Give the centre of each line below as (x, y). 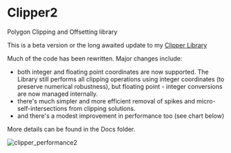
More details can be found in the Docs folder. (71, 129)
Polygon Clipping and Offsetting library (62, 32)
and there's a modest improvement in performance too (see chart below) (121, 116)
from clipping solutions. (102, 108)
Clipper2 (32, 13)
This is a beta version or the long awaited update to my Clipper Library (107, 45)
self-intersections (42, 108)
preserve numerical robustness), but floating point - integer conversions (120, 86)
